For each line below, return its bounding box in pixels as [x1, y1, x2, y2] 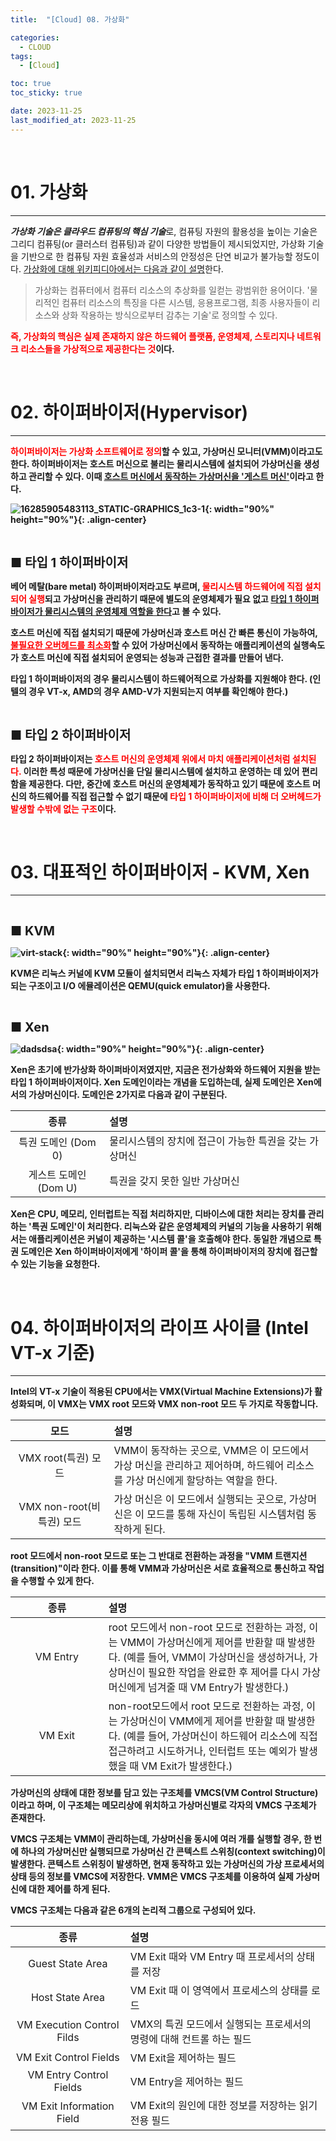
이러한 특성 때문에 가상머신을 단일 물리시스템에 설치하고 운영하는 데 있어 [23, 765, 300, 777]
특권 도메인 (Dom [18, 1136, 97, 1150]
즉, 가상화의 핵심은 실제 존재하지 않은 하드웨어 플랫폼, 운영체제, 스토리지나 [10, 330, 295, 342]
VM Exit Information [21, 2099, 115, 2113]
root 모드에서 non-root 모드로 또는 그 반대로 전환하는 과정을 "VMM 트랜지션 [10, 1550, 308, 1562]
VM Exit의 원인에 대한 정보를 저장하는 [129, 2099, 297, 2113]
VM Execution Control [16, 2018, 120, 2032]
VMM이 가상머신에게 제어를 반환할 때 [119, 1636, 285, 1650]
